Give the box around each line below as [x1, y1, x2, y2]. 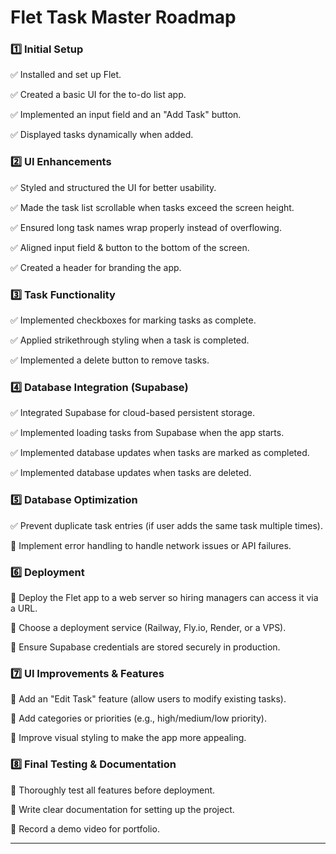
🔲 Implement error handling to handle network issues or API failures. [10, 539, 292, 551]
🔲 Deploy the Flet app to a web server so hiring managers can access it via [10, 591, 319, 603]
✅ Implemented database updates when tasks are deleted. [10, 467, 252, 479]
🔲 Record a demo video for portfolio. [10, 822, 160, 835]
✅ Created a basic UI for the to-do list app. [10, 89, 187, 101]
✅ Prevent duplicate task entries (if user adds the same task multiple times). [10, 519, 323, 531]
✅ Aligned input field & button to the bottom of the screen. [10, 241, 250, 253]
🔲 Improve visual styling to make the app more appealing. [10, 732, 247, 744]
